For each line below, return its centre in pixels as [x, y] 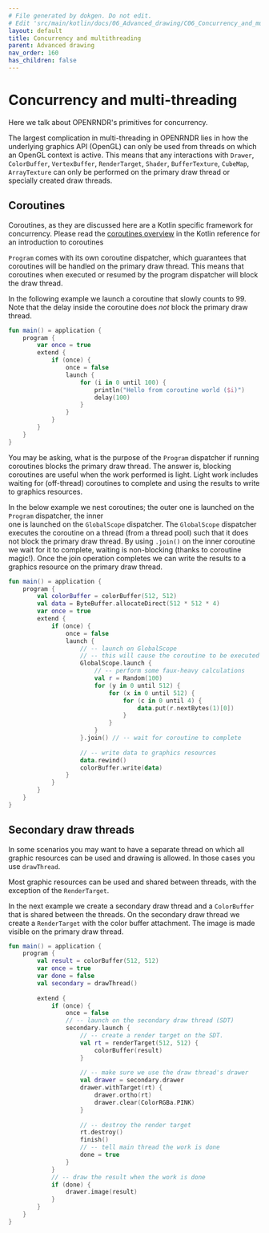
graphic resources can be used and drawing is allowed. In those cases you [132, 858]
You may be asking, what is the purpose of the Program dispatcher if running [134, 457]
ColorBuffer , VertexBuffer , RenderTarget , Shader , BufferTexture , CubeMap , [129, 163]
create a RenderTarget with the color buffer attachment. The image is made [132, 923]
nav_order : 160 [34, 53]
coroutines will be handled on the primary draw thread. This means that [126, 266]
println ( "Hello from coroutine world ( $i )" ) [170, 390]
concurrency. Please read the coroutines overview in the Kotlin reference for [134, 233]
